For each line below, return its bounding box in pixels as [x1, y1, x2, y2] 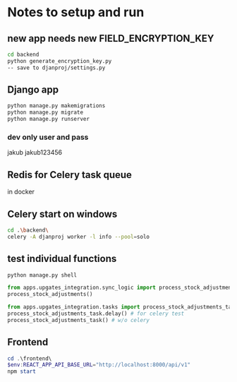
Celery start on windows [7, 208, 118, 220]
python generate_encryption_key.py [7, 57, 112, 64]
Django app [7, 84, 59, 96]
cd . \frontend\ [7, 354, 52, 362]
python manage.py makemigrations [7, 102, 106, 109]
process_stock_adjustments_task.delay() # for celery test [7, 310, 185, 318]
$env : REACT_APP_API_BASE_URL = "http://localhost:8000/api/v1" [7, 362, 191, 369]
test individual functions [7, 253, 117, 265]
